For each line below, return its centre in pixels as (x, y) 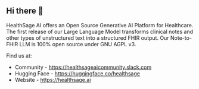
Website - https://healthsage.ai (53, 80)
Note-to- (181, 38)
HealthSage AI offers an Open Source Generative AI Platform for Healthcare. (100, 25)
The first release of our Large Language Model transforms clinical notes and (100, 31)
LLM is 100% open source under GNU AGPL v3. (78, 44)
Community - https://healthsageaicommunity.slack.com (83, 67)
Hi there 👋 (25, 11)
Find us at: (19, 55)
